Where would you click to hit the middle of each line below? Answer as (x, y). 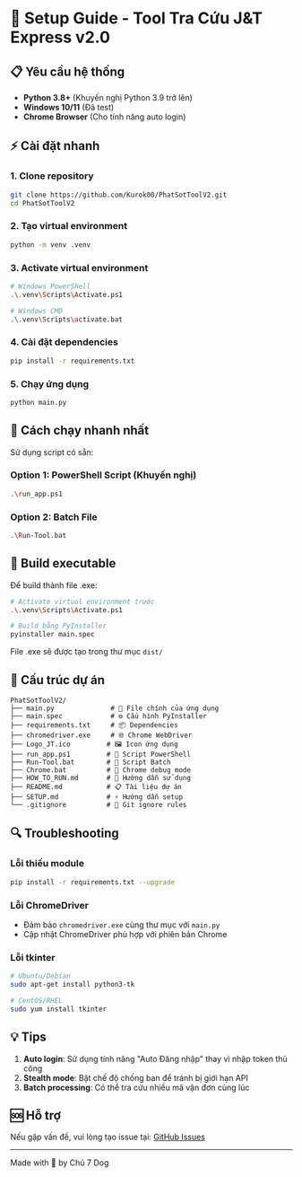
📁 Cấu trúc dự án (58, 680)
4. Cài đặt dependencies (65, 342)
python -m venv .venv (51, 245)
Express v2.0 (60, 37)
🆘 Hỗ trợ (36, 1116)
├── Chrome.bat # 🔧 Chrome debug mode (101, 770)
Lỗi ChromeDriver (49, 905)
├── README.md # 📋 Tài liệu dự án (96, 787)
